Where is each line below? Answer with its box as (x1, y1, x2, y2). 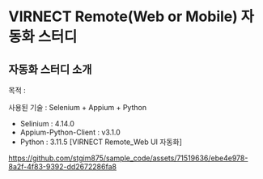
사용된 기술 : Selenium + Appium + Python (8, 103, 147, 112)
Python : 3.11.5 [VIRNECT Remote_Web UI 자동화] (19, 137, 182, 147)
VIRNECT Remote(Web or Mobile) (8, 7, 238, 26)
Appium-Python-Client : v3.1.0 (19, 127, 121, 137)
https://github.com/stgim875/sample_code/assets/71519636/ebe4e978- (8, 153, 248, 163)
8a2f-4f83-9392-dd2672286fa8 (8, 162, 117, 171)
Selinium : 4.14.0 (19, 119, 75, 128)
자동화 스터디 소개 (8, 62, 92, 76)
